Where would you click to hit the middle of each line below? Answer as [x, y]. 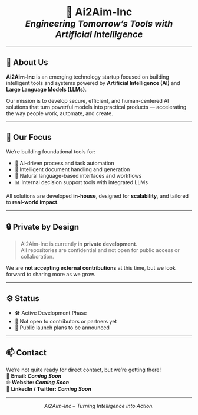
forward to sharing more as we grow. [51, 275]
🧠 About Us [27, 62]
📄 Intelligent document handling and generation [72, 169]
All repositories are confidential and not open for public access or [100, 250]
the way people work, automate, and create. [60, 113]
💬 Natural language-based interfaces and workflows [78, 175]
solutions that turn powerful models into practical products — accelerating [96, 107]
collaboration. [37, 257]
